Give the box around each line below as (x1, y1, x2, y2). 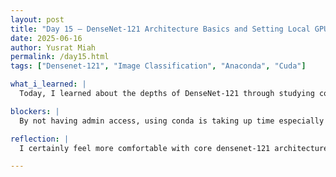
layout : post (10, 14, 65, 25)
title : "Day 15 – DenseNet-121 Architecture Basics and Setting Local (10, 24, 311, 34)
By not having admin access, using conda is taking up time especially (19, 116, 325, 126)
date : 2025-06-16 (10, 33, 83, 43)
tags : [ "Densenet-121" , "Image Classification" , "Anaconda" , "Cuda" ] (10, 61, 307, 71)
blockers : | (10, 106, 60, 116)
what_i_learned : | (10, 79, 87, 90)
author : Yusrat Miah (10, 42, 97, 53)
